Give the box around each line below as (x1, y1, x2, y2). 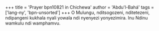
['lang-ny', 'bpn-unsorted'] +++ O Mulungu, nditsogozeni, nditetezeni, (5, 9, 150, 15)
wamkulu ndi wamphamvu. (5, 20, 61, 26)
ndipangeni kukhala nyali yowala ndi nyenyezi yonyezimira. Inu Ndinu (5, 15, 148, 20)
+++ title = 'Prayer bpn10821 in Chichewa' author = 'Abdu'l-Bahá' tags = (5, 4, 154, 10)
